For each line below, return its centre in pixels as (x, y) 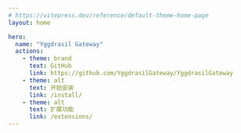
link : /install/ (55, 95)
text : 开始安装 (51, 88)
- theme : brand (47, 59)
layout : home (29, 23)
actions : (29, 52)
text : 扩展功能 (51, 110)
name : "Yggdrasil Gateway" (59, 44)
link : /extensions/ (60, 117)
